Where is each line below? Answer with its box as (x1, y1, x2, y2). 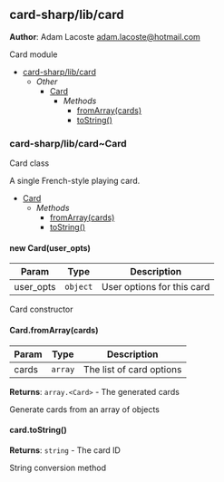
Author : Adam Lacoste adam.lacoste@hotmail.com (9, 31, 201, 42)
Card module (9, 49, 58, 60)
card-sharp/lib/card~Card (9, 137, 127, 149)
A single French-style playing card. (9, 176, 141, 187)
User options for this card (101, 281, 210, 294)
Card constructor (9, 304, 73, 315)
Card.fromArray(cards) (9, 324, 99, 335)
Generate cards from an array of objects (9, 403, 161, 415)
